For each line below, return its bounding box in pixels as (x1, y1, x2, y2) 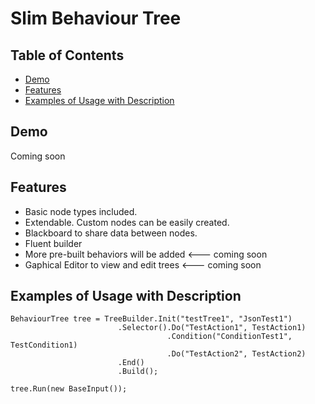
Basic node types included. (24, 205, 138, 217)
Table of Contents (10, 47, 125, 64)
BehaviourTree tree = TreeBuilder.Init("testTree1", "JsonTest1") (10, 314, 293, 324)
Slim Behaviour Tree (10, 7, 182, 30)
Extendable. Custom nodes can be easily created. (24, 216, 230, 228)
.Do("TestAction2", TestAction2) (166, 349, 307, 359)
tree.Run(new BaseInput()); (10, 384, 128, 394)
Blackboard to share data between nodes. (24, 227, 198, 239)
